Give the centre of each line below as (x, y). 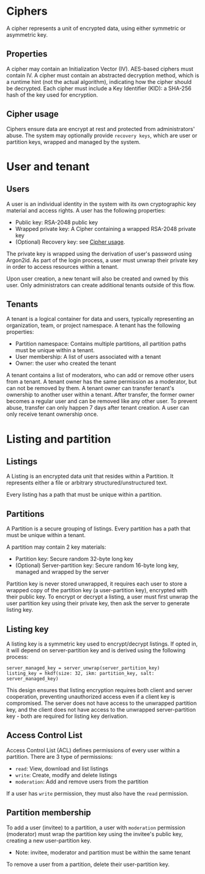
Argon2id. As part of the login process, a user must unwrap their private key (102, 260)
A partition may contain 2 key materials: (56, 547)
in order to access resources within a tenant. (63, 266)
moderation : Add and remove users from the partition (82, 782)
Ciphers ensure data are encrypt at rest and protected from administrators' (101, 129)
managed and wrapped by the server (62, 572)
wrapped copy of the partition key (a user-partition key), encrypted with (97, 590)
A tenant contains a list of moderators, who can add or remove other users (100, 375)
